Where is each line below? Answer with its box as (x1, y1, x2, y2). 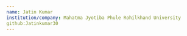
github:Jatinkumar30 (6, 20, 59, 26)
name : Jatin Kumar (6, 9, 53, 15)
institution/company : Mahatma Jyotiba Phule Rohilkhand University (6, 15, 182, 21)
